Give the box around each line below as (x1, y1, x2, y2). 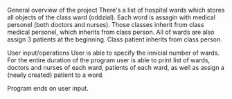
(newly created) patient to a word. (7, 71, 104, 79)
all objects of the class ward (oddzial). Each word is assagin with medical (7, 13, 216, 21)
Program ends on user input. (7, 84, 89, 92)
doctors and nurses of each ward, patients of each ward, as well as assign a (7, 64, 225, 71)
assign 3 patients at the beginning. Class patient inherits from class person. (7, 35, 223, 44)
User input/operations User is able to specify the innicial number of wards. (7, 48, 220, 57)
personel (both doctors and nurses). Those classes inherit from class (7, 21, 204, 28)
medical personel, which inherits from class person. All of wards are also (7, 28, 215, 36)
